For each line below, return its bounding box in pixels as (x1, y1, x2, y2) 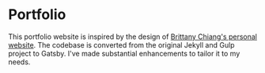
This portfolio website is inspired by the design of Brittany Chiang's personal (8, 32, 257, 41)
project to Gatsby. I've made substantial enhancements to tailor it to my (8, 48, 240, 58)
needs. (8, 57, 31, 67)
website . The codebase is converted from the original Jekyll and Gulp (8, 40, 235, 49)
